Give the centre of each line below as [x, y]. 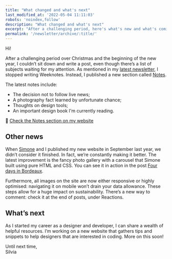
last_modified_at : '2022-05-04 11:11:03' [50, 15]
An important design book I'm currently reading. [63, 111]
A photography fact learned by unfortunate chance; [67, 100]
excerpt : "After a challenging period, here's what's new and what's [81, 29]
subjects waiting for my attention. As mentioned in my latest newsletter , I [82, 69]
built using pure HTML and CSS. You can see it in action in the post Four [81, 165]
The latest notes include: [31, 84]
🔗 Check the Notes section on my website [49, 121]
